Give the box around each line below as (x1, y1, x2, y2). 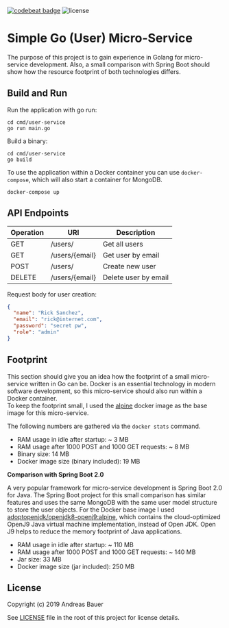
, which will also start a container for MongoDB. (28, 175, 162, 184)
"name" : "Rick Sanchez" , (13, 310, 84, 316)
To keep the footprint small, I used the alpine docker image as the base (7, 401, 208, 410)
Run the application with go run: (7, 105, 97, 114)
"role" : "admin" (13, 329, 60, 336)
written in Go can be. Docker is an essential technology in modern (29, 379, 216, 388)
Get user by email (102, 250, 160, 260)
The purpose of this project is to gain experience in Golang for (7, 53, 183, 61)
